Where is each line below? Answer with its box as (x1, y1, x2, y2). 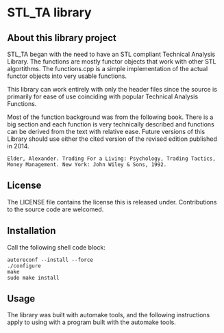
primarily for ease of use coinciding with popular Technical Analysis (7, 92, 199, 101)
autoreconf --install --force (7, 256, 94, 263)
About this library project (7, 32, 116, 44)
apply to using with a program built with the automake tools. (7, 318, 176, 326)
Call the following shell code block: (7, 243, 106, 251)
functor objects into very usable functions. (7, 72, 127, 80)
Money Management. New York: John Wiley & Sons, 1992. (7, 161, 167, 168)
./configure (7, 262, 41, 269)
